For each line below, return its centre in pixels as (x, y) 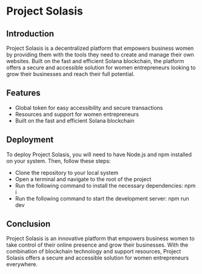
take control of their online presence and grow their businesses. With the (97, 245)
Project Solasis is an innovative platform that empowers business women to (101, 239)
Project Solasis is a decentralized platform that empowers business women (100, 48)
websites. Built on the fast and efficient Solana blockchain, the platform (95, 61)
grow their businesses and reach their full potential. (71, 74)
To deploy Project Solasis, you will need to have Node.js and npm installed (99, 154)
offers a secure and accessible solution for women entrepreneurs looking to (101, 67)
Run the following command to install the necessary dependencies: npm (105, 185)
